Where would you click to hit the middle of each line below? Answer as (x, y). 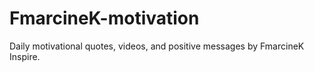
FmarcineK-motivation (104, 18)
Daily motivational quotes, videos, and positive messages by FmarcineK (157, 46)
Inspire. (25, 56)
